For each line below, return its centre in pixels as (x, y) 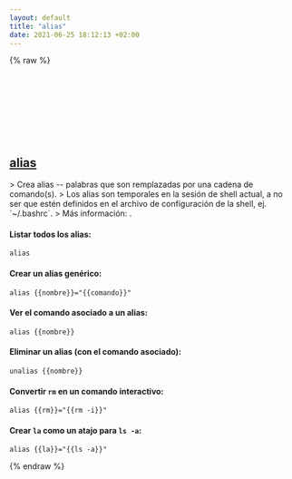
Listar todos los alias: (50, 234)
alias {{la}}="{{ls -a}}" (58, 450)
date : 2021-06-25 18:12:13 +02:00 (75, 34)
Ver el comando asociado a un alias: (78, 313)
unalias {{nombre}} (46, 371)
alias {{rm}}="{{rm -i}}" (58, 411)
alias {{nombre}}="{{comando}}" (70, 293)
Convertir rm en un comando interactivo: (87, 391)
